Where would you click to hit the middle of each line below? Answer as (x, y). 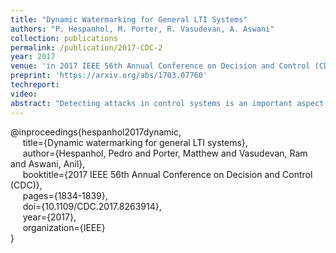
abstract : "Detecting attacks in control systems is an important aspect (167, 103)
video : (24, 94)
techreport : (35, 85)
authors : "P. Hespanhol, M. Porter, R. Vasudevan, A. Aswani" (142, 29)
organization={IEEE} (64, 227)
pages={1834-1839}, (65, 195)
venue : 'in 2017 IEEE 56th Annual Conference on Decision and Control (160, 66)
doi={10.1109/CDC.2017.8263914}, (92, 206)
